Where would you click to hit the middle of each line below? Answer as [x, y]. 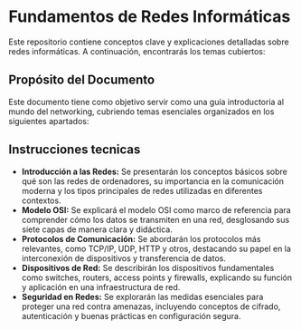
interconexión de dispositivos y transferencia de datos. [124, 258]
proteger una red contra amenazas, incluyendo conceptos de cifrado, [151, 306]
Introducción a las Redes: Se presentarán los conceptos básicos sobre [155, 171]
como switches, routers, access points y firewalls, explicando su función [157, 277]
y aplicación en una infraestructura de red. [101, 286]
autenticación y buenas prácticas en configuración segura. [131, 315]
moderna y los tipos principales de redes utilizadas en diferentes [142, 190]
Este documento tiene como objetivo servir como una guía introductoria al [146, 102]
